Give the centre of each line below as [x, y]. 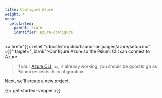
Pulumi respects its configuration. [51, 71]
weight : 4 [15, 14]
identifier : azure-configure [43, 32]
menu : [10, 19]
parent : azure [28, 28]
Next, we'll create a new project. [38, 81]
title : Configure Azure [29, 10]
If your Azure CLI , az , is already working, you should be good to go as [87, 66]
